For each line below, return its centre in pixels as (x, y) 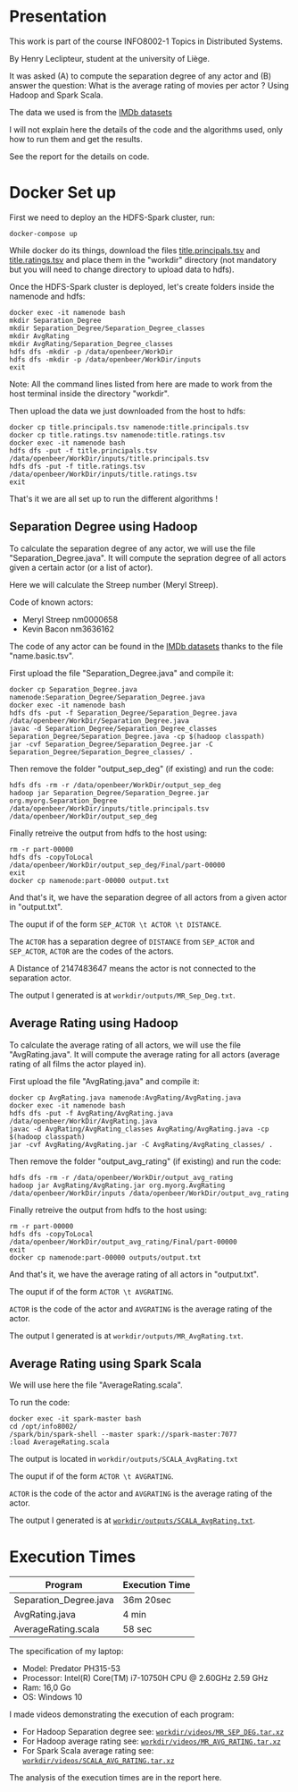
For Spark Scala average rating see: (88, 1751)
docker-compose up (43, 234)
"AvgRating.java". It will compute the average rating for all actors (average (145, 1054)
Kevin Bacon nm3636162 (68, 629)
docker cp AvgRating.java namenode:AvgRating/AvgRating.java (125, 1098)
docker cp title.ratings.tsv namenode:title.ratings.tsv (117, 435)
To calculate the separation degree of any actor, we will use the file (132, 548)
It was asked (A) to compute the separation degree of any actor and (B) (141, 76)
